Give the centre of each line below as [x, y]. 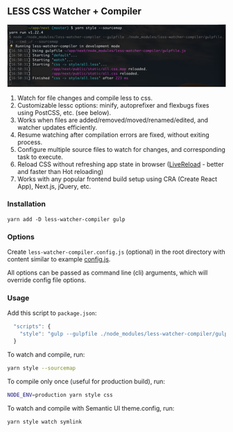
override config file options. [47, 280]
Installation [27, 204]
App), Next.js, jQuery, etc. [54, 186]
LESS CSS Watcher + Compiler [75, 11]
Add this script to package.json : [52, 313]
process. [30, 142]
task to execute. [40, 157]
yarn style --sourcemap [42, 368]
